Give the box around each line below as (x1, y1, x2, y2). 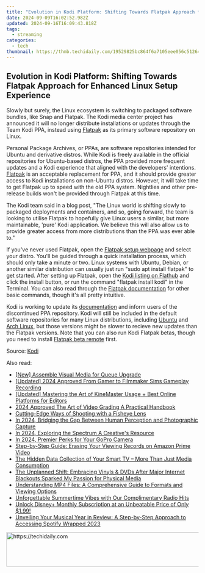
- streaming (12, 32, 43, 38)
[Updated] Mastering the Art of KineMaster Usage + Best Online (15, 390, 176, 397)
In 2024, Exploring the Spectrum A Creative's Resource (15, 429, 154, 436)
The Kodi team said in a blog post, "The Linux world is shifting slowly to (6, 201, 186, 209)
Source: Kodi (6, 347, 39, 355)
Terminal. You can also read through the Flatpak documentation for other (6, 284, 190, 292)
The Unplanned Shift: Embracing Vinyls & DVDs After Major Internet (15, 468, 185, 475)
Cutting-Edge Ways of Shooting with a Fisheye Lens (15, 409, 146, 417)
